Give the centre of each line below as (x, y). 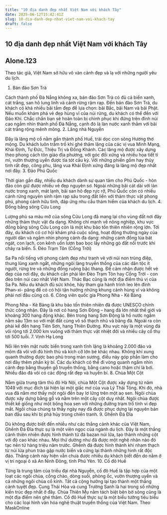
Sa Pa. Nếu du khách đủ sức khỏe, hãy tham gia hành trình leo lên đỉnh (78, 284)
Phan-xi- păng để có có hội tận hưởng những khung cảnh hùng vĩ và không (82, 290)
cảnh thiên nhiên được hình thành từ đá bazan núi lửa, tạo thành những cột (82, 435)
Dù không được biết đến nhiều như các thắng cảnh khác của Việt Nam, (78, 424)
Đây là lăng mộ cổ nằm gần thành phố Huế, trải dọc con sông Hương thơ (80, 139)
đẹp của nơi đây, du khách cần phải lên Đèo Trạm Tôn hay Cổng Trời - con (82, 274)
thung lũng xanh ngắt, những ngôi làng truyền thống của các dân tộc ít (78, 263)
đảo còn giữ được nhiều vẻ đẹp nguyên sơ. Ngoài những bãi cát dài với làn (82, 186)
